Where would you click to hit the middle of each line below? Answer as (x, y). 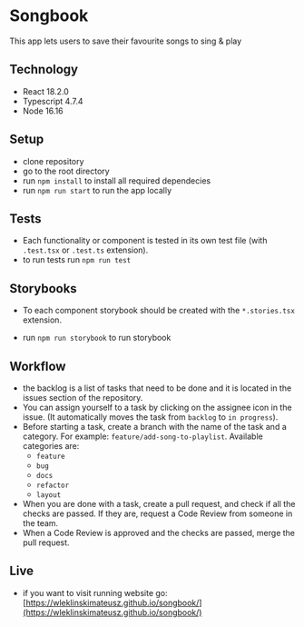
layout (49, 495)
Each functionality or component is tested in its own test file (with (145, 241)
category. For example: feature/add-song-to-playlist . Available (142, 436)
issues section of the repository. (83, 398)
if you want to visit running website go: (95, 592)
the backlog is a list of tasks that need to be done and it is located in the (157, 388)
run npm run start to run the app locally (97, 190)
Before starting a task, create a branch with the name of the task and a (155, 427)
